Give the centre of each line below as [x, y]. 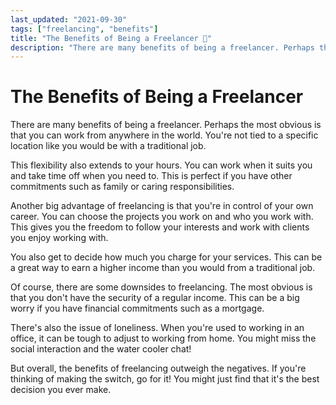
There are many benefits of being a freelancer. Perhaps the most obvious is [166, 125]
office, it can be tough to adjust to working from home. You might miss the [163, 338]
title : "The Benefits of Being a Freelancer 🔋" [111, 38]
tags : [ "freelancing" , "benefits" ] [84, 29]
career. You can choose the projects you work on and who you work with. [162, 217]
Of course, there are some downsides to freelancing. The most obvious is [161, 287]
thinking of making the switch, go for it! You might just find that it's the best [165, 379]
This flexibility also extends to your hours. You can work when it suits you [161, 165]
